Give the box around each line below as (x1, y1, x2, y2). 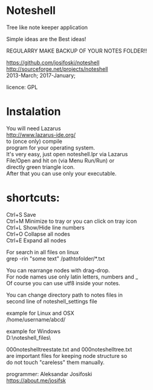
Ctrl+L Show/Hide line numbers (6, 223, 85, 231)
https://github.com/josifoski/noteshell (6, 59, 100, 66)
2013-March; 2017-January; (6, 71, 76, 79)
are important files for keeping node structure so (6, 352, 128, 359)
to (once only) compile (6, 137, 62, 145)
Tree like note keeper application (6, 24, 88, 31)
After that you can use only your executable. (6, 170, 117, 177)
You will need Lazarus (6, 125, 62, 132)
